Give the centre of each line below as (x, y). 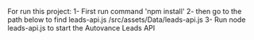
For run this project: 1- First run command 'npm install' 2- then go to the (125, 11)
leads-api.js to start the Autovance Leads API (81, 28)
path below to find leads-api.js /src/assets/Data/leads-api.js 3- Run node (127, 20)
